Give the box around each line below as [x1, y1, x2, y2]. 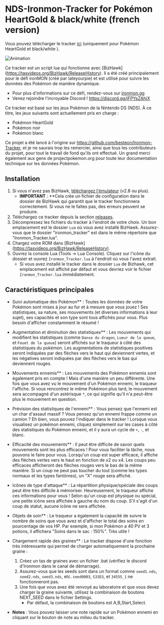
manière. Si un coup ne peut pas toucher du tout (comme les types [12, 467, 147, 473]
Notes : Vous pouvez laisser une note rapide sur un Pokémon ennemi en [12, 609, 158, 615]
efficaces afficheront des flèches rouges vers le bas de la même [12, 462, 142, 468]
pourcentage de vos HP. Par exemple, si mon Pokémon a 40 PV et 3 [12, 523, 149, 529]
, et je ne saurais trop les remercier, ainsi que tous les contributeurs [20, 145, 156, 150]
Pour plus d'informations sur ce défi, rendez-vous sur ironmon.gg [12, 90, 145, 96]
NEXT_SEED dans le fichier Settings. [19, 594, 93, 600]
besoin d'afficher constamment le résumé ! [12, 320, 99, 326]
